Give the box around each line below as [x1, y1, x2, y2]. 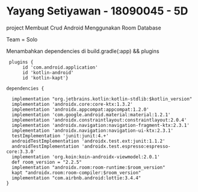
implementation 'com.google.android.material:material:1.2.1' [11, 111, 171, 118]
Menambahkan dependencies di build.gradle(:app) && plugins [6, 47, 159, 55]
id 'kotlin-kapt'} [22, 75, 69, 81]
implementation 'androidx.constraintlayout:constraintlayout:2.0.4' [11, 117, 187, 123]
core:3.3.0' [6, 149, 36, 155]
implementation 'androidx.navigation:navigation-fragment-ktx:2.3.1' [11, 122, 190, 128]
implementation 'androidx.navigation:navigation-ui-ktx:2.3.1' [11, 128, 173, 134]
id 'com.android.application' [22, 64, 98, 70]
